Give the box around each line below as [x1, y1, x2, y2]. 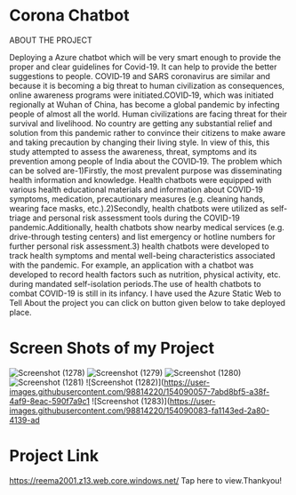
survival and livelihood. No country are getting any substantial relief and [9, 117, 273, 129]
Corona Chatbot [9, 5, 130, 26]
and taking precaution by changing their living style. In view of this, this [9, 137, 270, 148]
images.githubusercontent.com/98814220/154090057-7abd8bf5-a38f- [9, 386, 270, 396]
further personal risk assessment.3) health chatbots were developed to [9, 241, 269, 251]
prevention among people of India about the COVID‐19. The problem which [9, 156, 283, 166]
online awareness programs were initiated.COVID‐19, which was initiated [9, 90, 274, 100]
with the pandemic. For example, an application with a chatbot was [9, 259, 254, 270]
